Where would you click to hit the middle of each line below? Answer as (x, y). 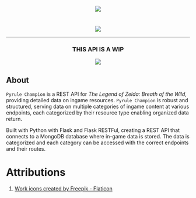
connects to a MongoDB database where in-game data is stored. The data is (98, 137)
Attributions (36, 173)
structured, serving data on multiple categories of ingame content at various (98, 107)
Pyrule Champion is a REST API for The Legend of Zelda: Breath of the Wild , (96, 94)
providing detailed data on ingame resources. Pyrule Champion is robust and (97, 100)
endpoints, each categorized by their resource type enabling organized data (98, 113)
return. (14, 119)
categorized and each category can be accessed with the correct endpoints (97, 143)
